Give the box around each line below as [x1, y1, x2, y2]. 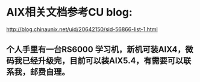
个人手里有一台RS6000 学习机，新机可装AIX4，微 [6, 44, 194, 54]
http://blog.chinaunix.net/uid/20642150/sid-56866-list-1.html [6, 25, 158, 33]
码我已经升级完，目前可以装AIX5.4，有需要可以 [6, 56, 184, 66]
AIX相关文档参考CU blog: [6, 5, 133, 19]
